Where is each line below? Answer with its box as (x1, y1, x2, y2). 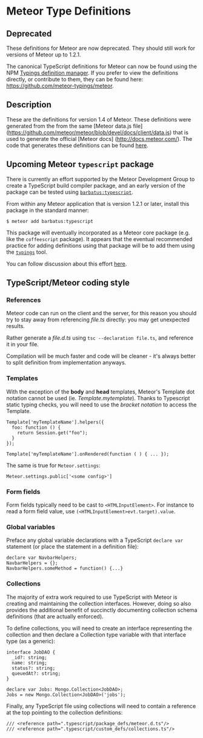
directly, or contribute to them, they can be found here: (6, 76, 144, 83)
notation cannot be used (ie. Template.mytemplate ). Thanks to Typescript (6, 394, 190, 401)
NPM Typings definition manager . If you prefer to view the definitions (6, 69, 179, 77)
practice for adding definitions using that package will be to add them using (6, 242, 195, 249)
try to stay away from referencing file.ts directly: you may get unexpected (6, 316, 190, 323)
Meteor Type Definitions (6, 4, 131, 18)
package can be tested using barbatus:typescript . (6, 188, 133, 196)
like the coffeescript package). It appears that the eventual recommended (6, 235, 193, 242)
